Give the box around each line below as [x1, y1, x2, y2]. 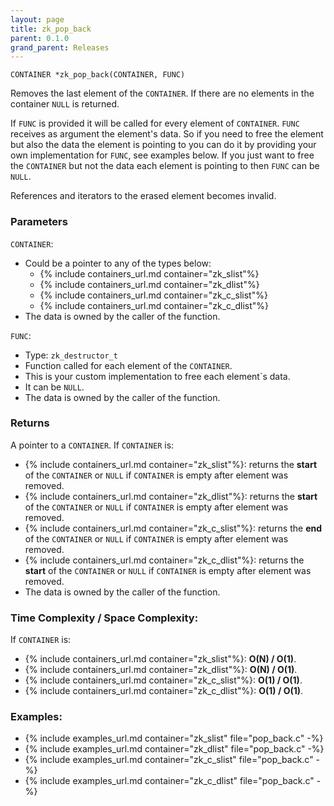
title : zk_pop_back [10, 24, 92, 34]
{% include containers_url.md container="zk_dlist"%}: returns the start [24, 490, 318, 502]
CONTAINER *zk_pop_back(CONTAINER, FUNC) [10, 70, 186, 80]
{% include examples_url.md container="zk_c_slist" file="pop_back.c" [24, 754, 314, 766]
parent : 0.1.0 [10, 33, 70, 43]
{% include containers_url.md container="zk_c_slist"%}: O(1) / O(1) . [24, 674, 303, 686]
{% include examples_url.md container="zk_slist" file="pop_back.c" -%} [24, 732, 324, 745]
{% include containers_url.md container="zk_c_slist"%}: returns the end [24, 522, 323, 534]
